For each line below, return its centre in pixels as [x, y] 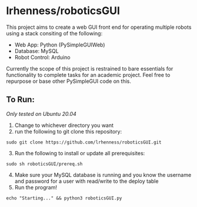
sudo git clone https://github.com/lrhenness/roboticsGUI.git [84, 142]
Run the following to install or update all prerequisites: [80, 153]
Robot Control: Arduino [42, 57]
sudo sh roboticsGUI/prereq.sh [44, 164]
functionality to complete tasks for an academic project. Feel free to [88, 75]
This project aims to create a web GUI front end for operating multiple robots [99, 27]
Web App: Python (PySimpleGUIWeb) [60, 45]
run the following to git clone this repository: [68, 131]
